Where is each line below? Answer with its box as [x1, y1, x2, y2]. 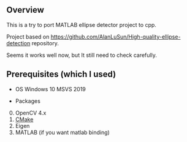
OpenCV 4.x [15, 109, 47, 116]
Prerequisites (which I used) [6, 69, 116, 80]
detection [6, 39, 31, 47]
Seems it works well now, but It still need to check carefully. [6, 51, 158, 59]
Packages [15, 97, 41, 105]
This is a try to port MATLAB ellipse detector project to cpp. [6, 21, 156, 28]
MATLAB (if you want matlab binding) [15, 129, 110, 136]
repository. [31, 39, 59, 47]
